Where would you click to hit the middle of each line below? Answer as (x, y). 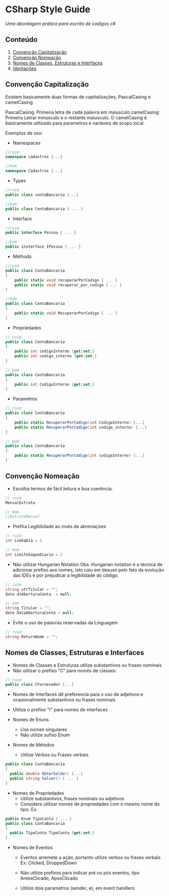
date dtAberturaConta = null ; (39, 594)
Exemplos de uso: (24, 133)
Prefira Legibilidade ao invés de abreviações (59, 527)
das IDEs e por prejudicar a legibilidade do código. (66, 575)
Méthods (22, 256)
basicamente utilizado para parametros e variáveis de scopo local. (75, 123)
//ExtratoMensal (22, 517)
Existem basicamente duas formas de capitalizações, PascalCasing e (78, 97)
